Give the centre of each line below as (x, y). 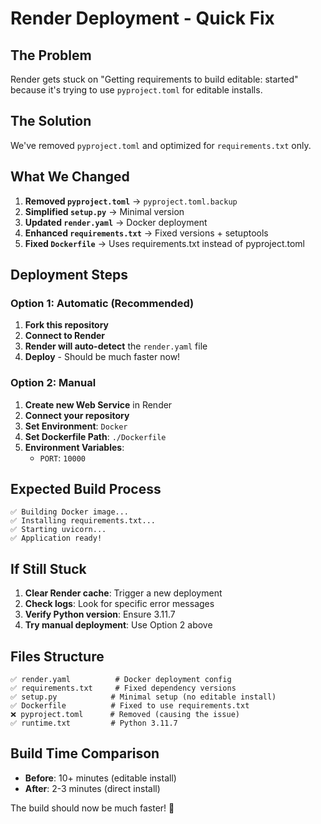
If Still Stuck (48, 568)
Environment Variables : (74, 447)
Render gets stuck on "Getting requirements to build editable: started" (154, 79)
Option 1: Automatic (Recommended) (102, 303)
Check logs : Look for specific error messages (119, 604)
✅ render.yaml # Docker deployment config (121, 680)
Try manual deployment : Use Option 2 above (118, 625)
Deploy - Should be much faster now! (102, 357)
